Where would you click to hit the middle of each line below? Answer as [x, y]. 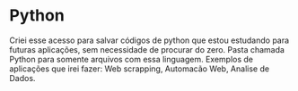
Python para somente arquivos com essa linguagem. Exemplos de [131, 59]
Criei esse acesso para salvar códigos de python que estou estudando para [149, 40]
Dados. [22, 78]
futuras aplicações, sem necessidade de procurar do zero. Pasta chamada [147, 49]
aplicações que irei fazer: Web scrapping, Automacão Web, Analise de [140, 69]
